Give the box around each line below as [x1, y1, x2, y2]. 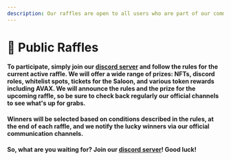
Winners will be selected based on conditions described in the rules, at [7, 115, 214, 123]
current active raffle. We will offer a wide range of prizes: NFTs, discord [7, 70, 215, 78]
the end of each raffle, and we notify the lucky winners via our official [7, 122, 210, 130]
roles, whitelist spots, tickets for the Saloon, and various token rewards [7, 77, 214, 86]
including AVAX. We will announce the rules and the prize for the [7, 84, 196, 93]
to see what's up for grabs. [7, 99, 86, 107]
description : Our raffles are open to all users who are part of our [7, 10, 211, 17]
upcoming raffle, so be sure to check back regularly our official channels [7, 92, 219, 100]
